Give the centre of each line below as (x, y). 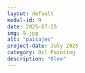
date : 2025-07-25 (32, 26)
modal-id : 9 (24, 20)
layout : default (30, 14)
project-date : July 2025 (43, 46)
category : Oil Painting (41, 53)
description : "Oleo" (37, 59)
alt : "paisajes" (30, 40)
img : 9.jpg (23, 33)
